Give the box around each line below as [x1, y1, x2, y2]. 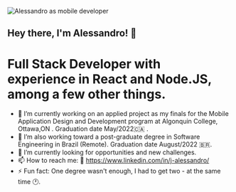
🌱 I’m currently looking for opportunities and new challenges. [17, 148, 197, 156]
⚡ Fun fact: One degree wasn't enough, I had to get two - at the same [17, 167, 221, 176]
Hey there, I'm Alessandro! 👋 [7, 27, 137, 39]
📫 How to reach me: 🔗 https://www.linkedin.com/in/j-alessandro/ [17, 156, 210, 165]
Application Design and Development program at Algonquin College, [17, 117, 218, 126]
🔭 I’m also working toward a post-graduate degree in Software [17, 132, 200, 142]
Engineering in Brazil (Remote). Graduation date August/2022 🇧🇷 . [17, 140, 213, 149]
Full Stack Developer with [7, 55, 161, 72]
